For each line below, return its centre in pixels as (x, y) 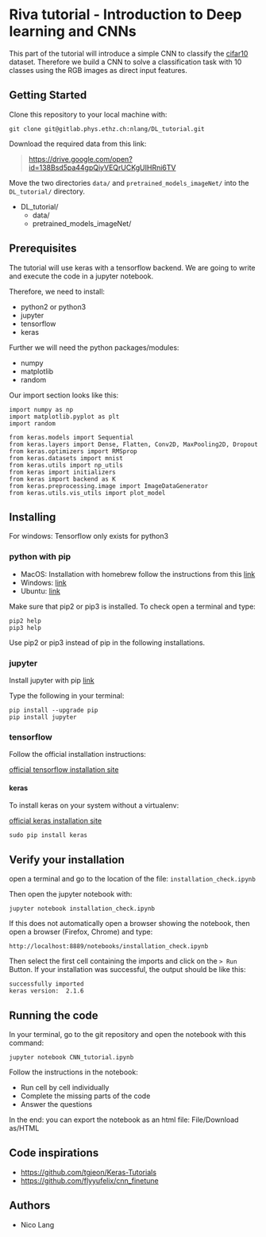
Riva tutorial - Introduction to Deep (125, 15)
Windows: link (43, 582)
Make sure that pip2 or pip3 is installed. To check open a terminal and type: (133, 606)
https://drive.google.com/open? (81, 159)
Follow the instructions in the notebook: (73, 1072)
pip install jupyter (43, 717)
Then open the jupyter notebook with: (71, 894)
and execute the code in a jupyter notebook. (81, 276)
